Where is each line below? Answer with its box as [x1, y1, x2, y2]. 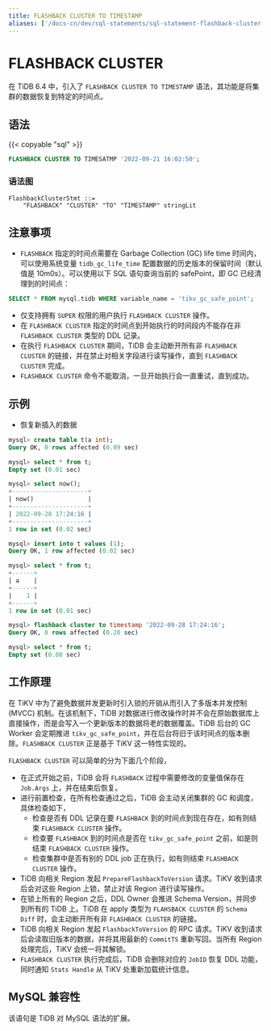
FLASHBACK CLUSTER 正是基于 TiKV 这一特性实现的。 [23, 738, 191, 748]
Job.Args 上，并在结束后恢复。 [19, 783, 123, 792]
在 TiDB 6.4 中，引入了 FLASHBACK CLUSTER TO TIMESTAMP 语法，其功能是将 [8, 81, 252, 91]
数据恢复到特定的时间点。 [22, 92, 107, 102]
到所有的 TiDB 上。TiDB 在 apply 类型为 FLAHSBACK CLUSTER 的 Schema [19, 904, 248, 913]
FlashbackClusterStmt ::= [8, 194, 95, 202]
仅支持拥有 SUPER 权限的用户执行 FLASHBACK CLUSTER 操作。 [19, 311, 215, 320]
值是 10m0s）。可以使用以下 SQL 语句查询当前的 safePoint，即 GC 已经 [19, 269, 255, 278]
